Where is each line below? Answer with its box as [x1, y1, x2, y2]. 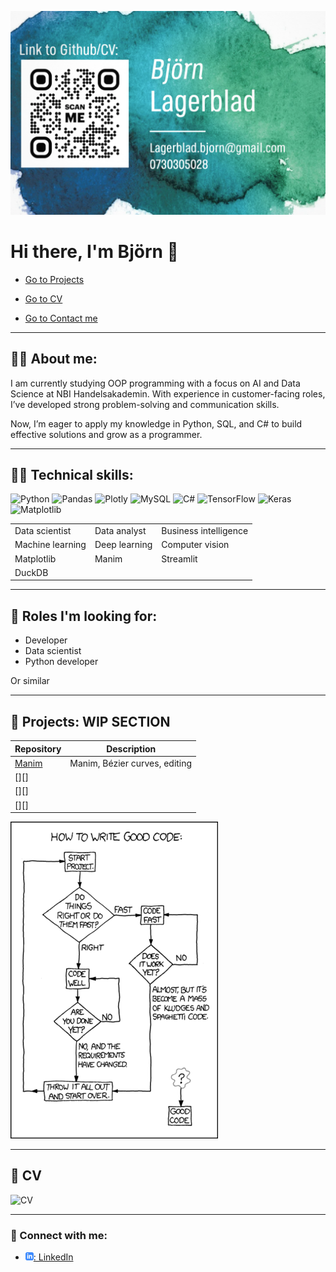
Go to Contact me [24, 312, 98, 324]
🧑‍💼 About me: [10, 351, 98, 368]
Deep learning [94, 539, 153, 551]
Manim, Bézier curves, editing [69, 757, 193, 769]
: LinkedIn [33, 1251, 74, 1263]
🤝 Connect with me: [10, 1228, 108, 1242]
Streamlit [161, 552, 198, 565]
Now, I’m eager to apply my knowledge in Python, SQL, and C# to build [10, 417, 303, 430]
